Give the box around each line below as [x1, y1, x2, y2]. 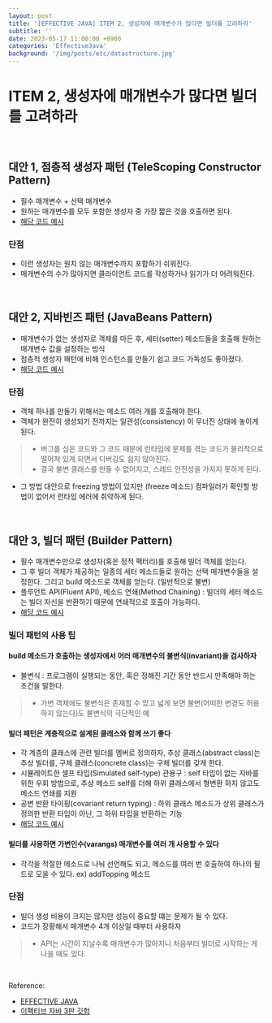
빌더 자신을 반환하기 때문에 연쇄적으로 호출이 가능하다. [28, 597, 201, 606]
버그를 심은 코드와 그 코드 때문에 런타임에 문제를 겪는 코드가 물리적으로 [40, 444, 264, 454]
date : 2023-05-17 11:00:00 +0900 [8, 34, 122, 43]
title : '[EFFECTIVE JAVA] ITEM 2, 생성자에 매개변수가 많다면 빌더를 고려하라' [8, 19, 253, 28]
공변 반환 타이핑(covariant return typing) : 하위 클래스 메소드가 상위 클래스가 [19, 799, 265, 809]
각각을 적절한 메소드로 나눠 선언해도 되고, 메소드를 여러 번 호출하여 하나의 [19, 858, 253, 869]
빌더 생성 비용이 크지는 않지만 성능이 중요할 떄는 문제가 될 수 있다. [19, 911, 228, 921]
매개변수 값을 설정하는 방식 [19, 343, 106, 353]
